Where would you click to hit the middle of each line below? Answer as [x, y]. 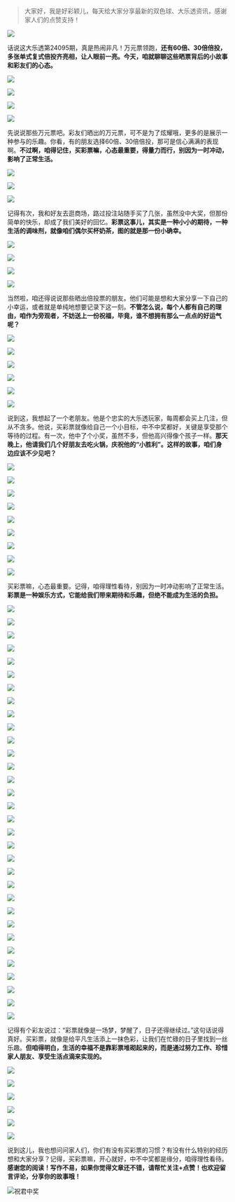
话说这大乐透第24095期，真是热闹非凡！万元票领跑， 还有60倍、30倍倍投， [117, 48]
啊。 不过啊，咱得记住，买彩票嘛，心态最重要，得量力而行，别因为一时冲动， [117, 150]
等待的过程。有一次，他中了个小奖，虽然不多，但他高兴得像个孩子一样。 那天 [117, 436]
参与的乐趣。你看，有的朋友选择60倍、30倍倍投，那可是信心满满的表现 [116, 141]
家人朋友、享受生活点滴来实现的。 [56, 1056]
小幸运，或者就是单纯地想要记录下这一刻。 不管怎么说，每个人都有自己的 [111, 307]
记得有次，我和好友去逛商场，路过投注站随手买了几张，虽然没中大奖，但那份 [117, 213]
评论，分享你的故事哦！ [47, 1176]
